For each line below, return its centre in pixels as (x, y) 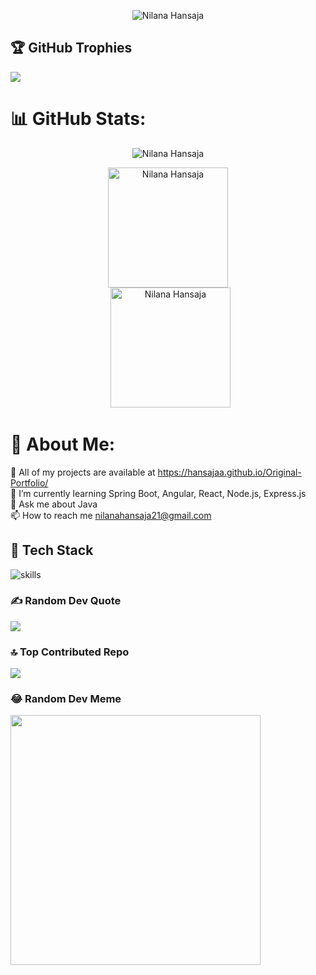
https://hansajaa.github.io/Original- (229, 472)
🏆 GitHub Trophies (71, 48)
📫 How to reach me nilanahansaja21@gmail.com (111, 515)
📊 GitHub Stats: (78, 119)
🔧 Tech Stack (52, 550)
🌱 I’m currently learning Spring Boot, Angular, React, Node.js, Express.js (158, 493)
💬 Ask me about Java (54, 504)
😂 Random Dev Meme (66, 699)
